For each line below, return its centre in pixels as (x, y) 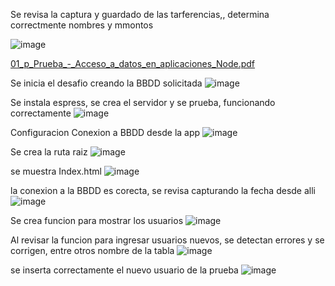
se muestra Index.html (56, 171)
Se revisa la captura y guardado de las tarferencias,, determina (140, 14)
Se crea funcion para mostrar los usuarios (97, 220)
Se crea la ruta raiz (49, 152)
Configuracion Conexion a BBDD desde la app (105, 132)
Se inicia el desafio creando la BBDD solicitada (106, 83)
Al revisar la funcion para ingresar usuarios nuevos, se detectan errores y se (167, 240)
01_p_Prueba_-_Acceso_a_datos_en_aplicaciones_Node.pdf (133, 63)
